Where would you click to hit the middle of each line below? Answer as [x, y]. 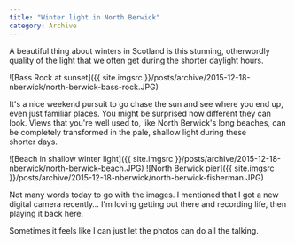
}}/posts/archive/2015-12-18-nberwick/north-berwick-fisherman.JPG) [136, 177]
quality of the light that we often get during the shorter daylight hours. [136, 60]
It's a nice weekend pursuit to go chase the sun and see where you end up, [146, 103]
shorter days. [33, 142]
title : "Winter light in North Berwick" [85, 17]
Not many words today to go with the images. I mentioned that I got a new [144, 195]
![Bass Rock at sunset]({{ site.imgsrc [76, 77]
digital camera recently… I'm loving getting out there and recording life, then [147, 203]
